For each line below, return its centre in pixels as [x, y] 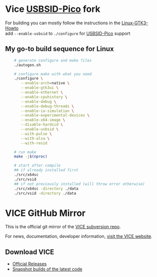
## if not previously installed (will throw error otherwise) [79, 184]
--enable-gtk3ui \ [39, 88]
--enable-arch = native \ [45, 83]
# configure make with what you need [53, 74]
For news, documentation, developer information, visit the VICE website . [79, 236]
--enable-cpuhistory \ [44, 97]
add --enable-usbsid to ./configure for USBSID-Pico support [68, 33]
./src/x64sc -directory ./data [46, 189]
